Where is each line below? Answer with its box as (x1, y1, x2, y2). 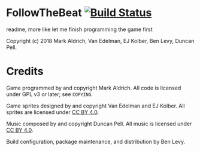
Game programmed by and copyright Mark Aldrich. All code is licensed (6, 84, 181, 91)
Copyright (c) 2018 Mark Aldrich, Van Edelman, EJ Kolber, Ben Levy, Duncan (6, 37, 195, 44)
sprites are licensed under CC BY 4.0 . (6, 108, 99, 116)
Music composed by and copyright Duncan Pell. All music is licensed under (6, 120, 192, 127)
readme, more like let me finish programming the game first (6, 26, 153, 33)
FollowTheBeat (6, 6, 82, 20)
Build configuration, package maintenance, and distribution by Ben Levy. (6, 138, 186, 145)
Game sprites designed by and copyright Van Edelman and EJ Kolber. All (6, 102, 185, 109)
